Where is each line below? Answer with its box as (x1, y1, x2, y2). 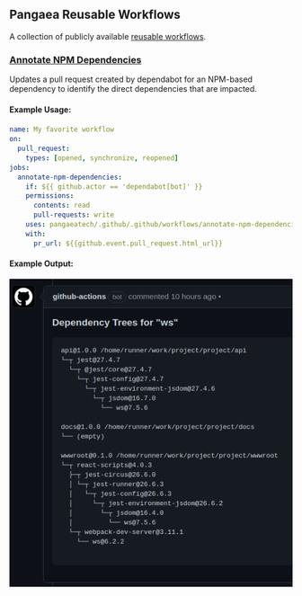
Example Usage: (9, 103, 72, 115)
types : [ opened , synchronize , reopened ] (25, 153, 179, 163)
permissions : (25, 191, 75, 200)
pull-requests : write (32, 210, 115, 219)
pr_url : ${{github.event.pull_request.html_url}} (32, 238, 223, 248)
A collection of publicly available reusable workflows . (9, 31, 207, 41)
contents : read (32, 201, 91, 210)
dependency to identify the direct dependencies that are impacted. (9, 84, 258, 94)
